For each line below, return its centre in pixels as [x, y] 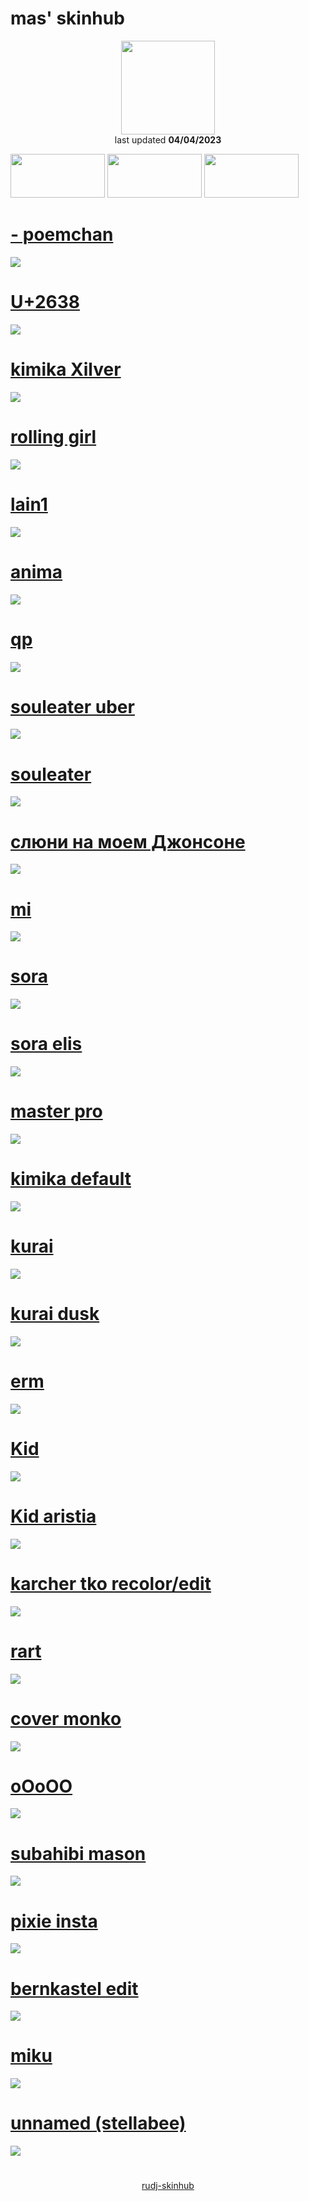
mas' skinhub [67, 18]
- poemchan [62, 234]
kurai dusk [55, 1314]
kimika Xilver [66, 369]
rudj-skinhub [168, 2186]
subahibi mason [78, 1853]
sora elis [46, 1044]
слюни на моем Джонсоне [128, 841]
